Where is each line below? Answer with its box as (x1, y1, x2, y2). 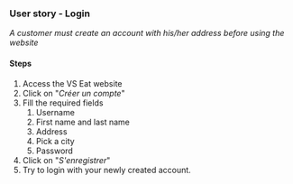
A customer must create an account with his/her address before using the (9, 28, 285, 39)
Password (35, 145, 74, 156)
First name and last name (35, 116, 131, 127)
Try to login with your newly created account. (22, 164, 191, 175)
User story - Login (9, 7, 90, 20)
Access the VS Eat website (22, 78, 123, 88)
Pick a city (35, 135, 75, 146)
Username (35, 106, 75, 117)
